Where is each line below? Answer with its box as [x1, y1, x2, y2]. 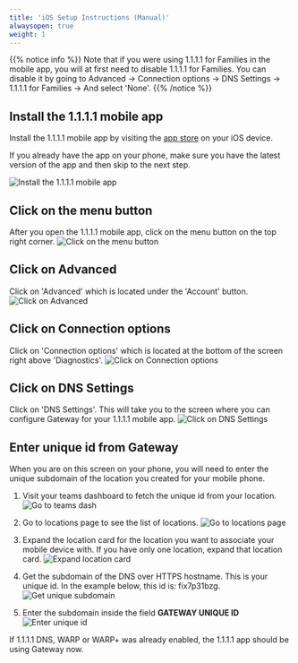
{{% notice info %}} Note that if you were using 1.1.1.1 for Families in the [9, 55, 271, 65]
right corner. [9, 237, 55, 246]
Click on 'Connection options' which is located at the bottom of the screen [9, 345, 284, 356]
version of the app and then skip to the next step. [9, 159, 191, 170]
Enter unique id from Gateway [9, 440, 179, 455]
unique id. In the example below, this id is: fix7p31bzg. [21, 581, 221, 591]
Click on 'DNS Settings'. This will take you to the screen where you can [9, 404, 270, 415]
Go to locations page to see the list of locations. [21, 517, 199, 529]
